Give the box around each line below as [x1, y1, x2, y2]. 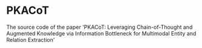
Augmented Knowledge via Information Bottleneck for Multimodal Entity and [6, 29, 197, 37]
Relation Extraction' [6, 36, 55, 43]
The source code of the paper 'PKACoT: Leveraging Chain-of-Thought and [6, 23, 193, 31]
